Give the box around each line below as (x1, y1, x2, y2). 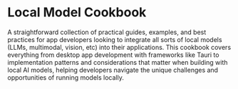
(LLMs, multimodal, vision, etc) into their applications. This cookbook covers (7, 43, 232, 51)
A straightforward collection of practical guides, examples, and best (7, 28, 207, 36)
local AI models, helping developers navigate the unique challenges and (7, 66, 219, 74)
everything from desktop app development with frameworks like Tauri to (7, 51, 219, 59)
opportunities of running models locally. (7, 73, 125, 82)
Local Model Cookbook (7, 4, 147, 21)
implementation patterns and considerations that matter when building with (7, 58, 228, 66)
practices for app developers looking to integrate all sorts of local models (7, 35, 222, 43)
